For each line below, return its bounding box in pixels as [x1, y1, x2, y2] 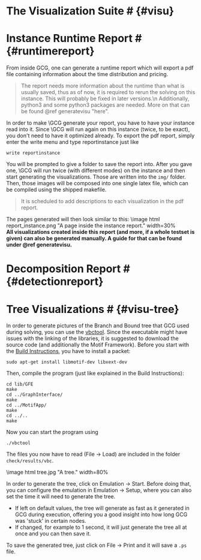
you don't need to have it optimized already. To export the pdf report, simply [6, 132, 195, 139]
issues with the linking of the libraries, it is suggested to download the [6, 335, 179, 342]
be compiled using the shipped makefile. [6, 186, 107, 193]
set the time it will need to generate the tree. [6, 493, 116, 500]
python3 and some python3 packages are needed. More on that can [20, 101, 190, 109]
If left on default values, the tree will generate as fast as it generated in [14, 505, 190, 512]
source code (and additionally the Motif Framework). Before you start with [6, 341, 190, 348]
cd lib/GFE [6, 381, 34, 387]
